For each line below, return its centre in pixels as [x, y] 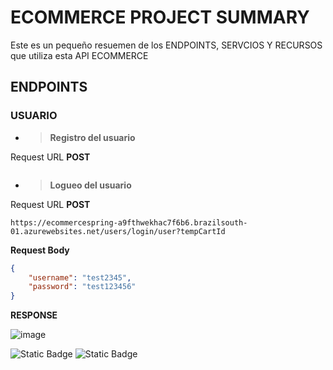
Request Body [40, 250]
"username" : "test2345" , [80, 277]
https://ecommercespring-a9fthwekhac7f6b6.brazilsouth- [129, 222]
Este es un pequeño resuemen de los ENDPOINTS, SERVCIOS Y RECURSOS [166, 45]
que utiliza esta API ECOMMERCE [79, 55]
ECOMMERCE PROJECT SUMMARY [160, 17]
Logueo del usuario [90, 185]
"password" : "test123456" [82, 287]
